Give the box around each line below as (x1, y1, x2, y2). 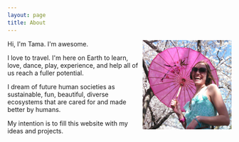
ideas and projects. (7, 126, 64, 135)
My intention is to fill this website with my (7, 118, 128, 128)
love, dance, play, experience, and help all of (7, 61, 139, 69)
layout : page (7, 11, 46, 19)
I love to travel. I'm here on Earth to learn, (7, 54, 129, 62)
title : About (7, 19, 46, 26)
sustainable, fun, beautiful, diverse (7, 90, 109, 98)
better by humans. (7, 105, 61, 113)
